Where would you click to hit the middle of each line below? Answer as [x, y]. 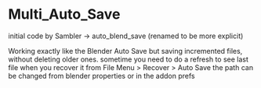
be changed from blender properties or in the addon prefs [101, 76]
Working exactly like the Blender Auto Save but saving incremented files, [125, 51]
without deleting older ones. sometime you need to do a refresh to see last [129, 59]
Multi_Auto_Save [64, 14]
